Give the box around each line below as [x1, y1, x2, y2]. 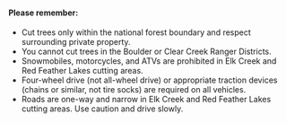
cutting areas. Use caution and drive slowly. [21, 103, 184, 114]
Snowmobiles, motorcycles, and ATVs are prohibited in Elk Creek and [21, 56, 277, 66]
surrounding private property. [21, 37, 131, 48]
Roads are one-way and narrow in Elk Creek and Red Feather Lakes [21, 94, 272, 105]
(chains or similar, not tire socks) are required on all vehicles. [21, 84, 247, 95]
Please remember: [8, 7, 79, 18]
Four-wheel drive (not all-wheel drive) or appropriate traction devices [21, 75, 278, 85]
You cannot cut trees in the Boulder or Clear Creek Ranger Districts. [21, 46, 273, 57]
